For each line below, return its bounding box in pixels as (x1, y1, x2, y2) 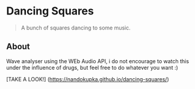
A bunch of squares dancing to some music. (20, 24, 131, 31)
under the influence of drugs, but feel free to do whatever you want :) (6, 64, 179, 71)
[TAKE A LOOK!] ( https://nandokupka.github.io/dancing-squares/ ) (6, 75, 170, 82)
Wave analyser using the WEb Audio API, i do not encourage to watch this (6, 57, 190, 64)
